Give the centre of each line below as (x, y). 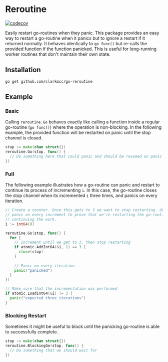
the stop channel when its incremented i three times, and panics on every (81, 196)
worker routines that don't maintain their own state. (58, 54)
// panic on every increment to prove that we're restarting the (74, 215)
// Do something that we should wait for (53, 350)
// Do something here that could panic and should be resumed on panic (86, 156)
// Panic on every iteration (44, 266)
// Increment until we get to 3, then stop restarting (72, 242)
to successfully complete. (32, 332)
